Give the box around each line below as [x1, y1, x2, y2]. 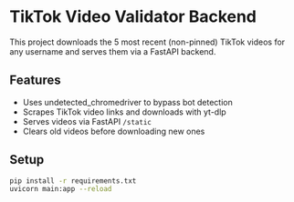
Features [9, 73, 61, 88]
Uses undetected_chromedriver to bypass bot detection [22, 96, 233, 107]
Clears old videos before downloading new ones [22, 126, 205, 136]
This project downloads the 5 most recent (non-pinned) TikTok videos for [9, 36, 286, 47]
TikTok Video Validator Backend [9, 6, 257, 27]
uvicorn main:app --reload [9, 185, 112, 194]
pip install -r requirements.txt [9, 176, 137, 186]
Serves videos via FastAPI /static [22, 116, 152, 126]
